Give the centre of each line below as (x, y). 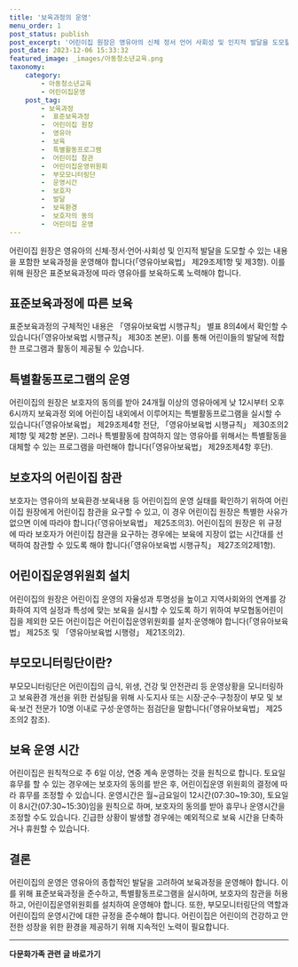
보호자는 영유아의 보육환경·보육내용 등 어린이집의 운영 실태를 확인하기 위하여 (141, 500)
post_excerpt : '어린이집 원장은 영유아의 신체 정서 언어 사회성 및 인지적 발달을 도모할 (150, 42)
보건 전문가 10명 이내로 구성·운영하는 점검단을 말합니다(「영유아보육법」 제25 (150, 708)
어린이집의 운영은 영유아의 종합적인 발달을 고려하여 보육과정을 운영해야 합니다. (144, 883)
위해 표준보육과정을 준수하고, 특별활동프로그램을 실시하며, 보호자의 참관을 (145, 893)
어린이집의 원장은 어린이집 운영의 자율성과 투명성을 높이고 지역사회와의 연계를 (143, 599)
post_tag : (43, 100)
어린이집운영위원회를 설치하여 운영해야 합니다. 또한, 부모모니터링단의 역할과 (158, 905)
